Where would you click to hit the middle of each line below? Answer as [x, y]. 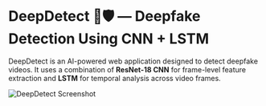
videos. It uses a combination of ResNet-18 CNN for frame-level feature [127, 69]
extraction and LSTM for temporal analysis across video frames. [115, 78]
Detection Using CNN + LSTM [109, 39]
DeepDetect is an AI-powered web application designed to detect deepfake [133, 61]
